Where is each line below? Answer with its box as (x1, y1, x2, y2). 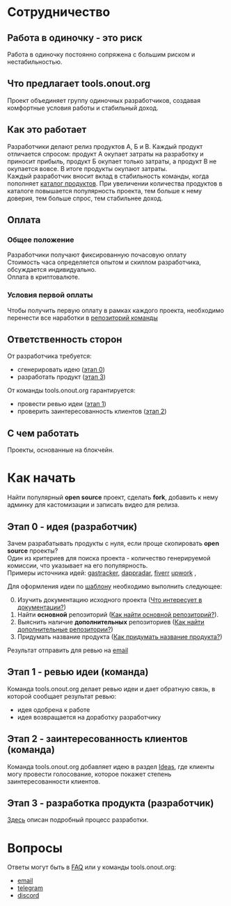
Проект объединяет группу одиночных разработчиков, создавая (7, 96, 200, 104)
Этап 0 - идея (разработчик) (7, 521, 138, 533)
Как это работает (7, 124, 87, 136)
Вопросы (7, 840, 63, 856)
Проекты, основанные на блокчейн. (7, 446, 114, 454)
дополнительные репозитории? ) (17, 625, 113, 633)
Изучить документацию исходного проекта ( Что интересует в (17, 595, 202, 604)
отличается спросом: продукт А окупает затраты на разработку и (7, 149, 204, 158)
